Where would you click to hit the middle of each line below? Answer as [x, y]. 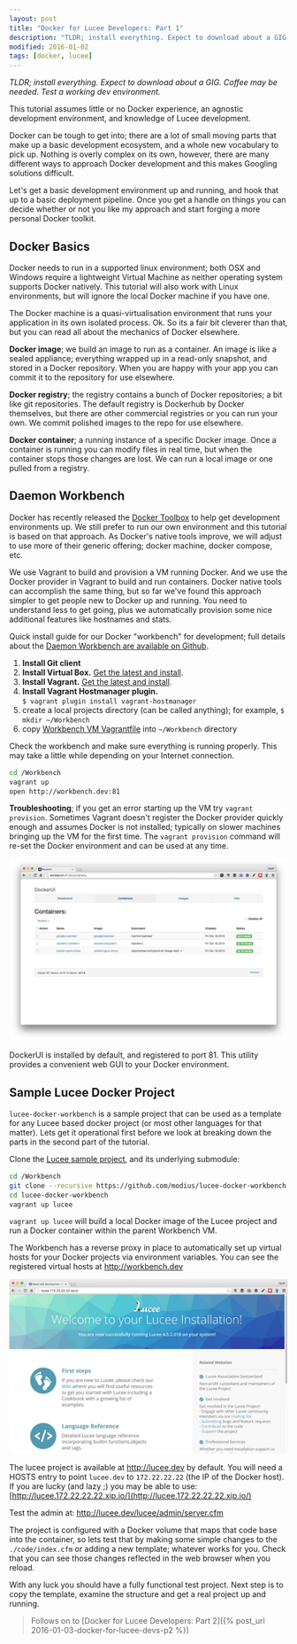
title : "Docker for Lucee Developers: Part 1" [96, 28]
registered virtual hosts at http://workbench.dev [96, 1267]
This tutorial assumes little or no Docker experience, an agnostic [126, 109]
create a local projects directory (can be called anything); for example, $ [153, 710]
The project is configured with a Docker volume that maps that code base [143, 1530]
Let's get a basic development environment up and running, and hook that [144, 190]
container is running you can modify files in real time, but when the [131, 449]
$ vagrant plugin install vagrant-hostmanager [109, 701]
